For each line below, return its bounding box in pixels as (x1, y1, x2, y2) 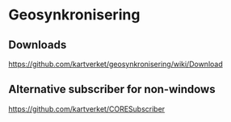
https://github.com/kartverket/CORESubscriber (8, 103, 166, 114)
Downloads (8, 38, 67, 52)
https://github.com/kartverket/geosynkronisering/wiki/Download (8, 59, 224, 69)
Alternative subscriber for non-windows (8, 82, 216, 96)
